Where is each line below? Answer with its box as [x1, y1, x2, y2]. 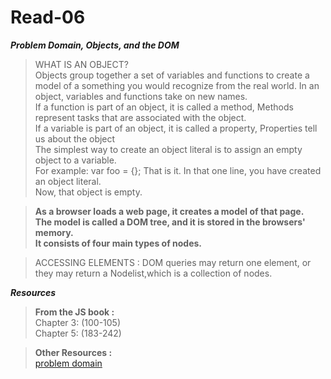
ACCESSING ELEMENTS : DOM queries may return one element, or [34, 256, 312, 268]
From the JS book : [34, 306, 115, 318]
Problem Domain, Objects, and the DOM [10, 39, 180, 51]
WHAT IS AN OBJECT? [34, 58, 129, 70]
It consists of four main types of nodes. [34, 237, 203, 249]
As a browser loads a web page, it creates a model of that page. [34, 205, 305, 217]
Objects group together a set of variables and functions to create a [34, 69, 310, 81]
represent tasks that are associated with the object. [34, 111, 247, 123]
